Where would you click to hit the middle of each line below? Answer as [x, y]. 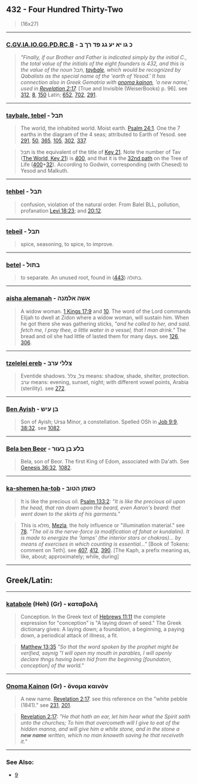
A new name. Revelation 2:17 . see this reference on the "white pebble [104, 699]
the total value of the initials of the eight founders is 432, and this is [102, 63]
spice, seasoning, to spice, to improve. [67, 244]
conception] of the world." [52, 665]
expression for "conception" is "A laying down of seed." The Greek [101, 623]
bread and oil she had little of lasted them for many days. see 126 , [100, 336]
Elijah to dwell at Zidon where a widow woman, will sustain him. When [105, 317]
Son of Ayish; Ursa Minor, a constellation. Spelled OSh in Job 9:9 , [99, 422]
